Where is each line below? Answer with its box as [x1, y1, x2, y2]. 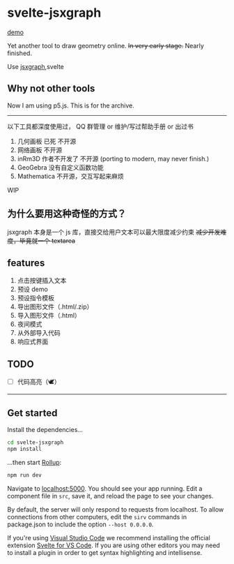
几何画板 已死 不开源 [17, 137, 77, 145]
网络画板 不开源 [17, 145, 63, 154]
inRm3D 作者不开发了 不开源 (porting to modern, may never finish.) [17, 154, 210, 163]
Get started [7, 407, 58, 419]
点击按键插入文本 [17, 276, 67, 285]
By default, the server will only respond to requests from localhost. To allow [7, 505, 224, 514]
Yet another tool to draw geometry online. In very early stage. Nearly [7, 41, 204, 50]
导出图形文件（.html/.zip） [17, 302, 93, 311]
